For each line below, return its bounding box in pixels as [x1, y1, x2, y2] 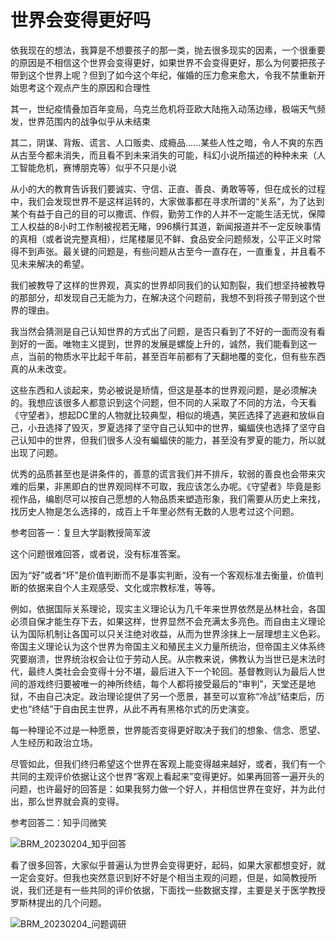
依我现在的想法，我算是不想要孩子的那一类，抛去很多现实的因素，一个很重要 [10, 44, 326, 56]
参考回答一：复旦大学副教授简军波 [10, 526, 151, 538]
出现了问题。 [10, 446, 63, 458]
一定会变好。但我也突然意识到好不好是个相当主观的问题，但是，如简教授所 [10, 871, 317, 883]
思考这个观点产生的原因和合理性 [18, 81, 151, 93]
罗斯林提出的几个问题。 [10, 896, 107, 908]
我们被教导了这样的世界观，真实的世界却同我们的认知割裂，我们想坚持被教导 [10, 279, 326, 291]
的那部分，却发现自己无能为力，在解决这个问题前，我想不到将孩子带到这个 [10, 291, 317, 303]
